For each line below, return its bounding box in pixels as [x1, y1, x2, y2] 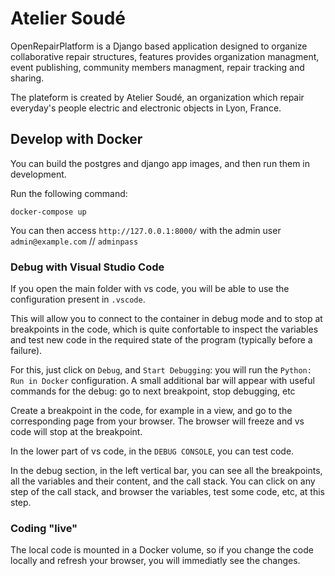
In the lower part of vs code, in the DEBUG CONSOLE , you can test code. [10, 445, 295, 457]
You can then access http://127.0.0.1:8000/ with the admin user [10, 224, 282, 236]
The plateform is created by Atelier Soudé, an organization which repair [10, 91, 305, 103]
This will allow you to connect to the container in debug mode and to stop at [10, 313, 323, 325]
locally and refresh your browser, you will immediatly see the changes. [10, 555, 301, 567]
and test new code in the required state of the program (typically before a [10, 334, 313, 346]
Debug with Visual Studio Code [10, 260, 165, 274]
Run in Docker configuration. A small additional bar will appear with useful [10, 375, 315, 387]
